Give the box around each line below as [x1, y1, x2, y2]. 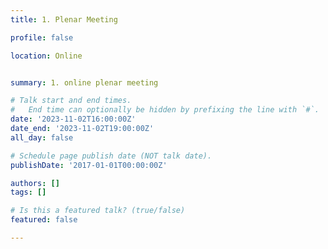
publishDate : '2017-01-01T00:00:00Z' [10, 160, 168, 170]
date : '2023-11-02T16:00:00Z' [10, 114, 137, 125]
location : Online [10, 51, 83, 61]
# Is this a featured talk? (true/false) [10, 206, 186, 216]
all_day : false [10, 132, 74, 143]
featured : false [10, 215, 78, 225]
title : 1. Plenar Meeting [10, 14, 118, 25]
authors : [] [10, 178, 60, 188]
